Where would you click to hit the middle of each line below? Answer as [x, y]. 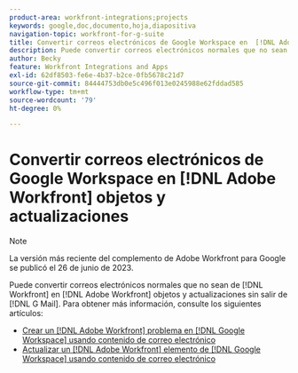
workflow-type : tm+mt [49, 91]
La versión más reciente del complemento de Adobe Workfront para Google [148, 258]
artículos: [26, 313]
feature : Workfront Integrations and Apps [89, 67]
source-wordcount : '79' [53, 100]
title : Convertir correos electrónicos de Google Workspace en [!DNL [142, 42]
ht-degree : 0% [35, 108]
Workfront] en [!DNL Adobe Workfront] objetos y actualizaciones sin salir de [149, 295]
